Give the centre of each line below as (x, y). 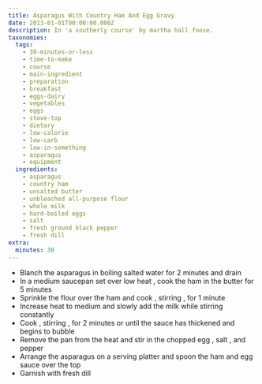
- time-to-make (47, 60)
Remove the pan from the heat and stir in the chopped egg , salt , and (133, 339)
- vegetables (44, 103)
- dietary (39, 125)
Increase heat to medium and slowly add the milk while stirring (121, 306)
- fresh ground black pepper (70, 228)
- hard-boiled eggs (54, 214)
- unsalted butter (52, 191)
